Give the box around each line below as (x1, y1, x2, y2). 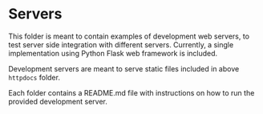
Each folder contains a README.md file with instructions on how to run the (8, 88, 255, 97)
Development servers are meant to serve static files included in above (8, 63, 240, 73)
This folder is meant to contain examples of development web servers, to (8, 31, 250, 41)
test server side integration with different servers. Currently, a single (8, 39, 234, 49)
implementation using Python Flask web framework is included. (8, 48, 218, 58)
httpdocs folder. (8, 72, 60, 82)
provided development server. (8, 96, 108, 106)
